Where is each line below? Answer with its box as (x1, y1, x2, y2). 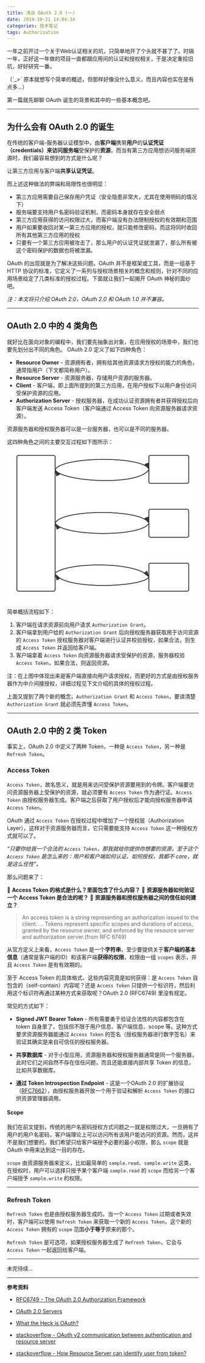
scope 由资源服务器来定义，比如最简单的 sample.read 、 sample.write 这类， (7, 1159, 195, 1166)
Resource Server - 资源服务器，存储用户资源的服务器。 (15, 374, 156, 381)
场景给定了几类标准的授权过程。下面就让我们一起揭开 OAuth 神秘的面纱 (12, 275, 191, 282)
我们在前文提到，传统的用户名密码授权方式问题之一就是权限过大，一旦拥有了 (7, 1123, 199, 1130)
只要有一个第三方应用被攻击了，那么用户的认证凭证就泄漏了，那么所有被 (15, 239, 197, 247)
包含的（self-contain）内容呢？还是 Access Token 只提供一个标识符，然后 (7, 981, 190, 989)
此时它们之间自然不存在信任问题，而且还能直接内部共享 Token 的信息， (15, 1058, 194, 1066)
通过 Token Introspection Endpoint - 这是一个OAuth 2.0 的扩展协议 (15, 1079, 184, 1086)
